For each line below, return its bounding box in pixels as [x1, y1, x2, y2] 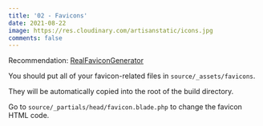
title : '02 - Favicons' [8, 11, 88, 20]
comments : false [8, 33, 63, 42]
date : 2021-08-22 [8, 19, 67, 27]
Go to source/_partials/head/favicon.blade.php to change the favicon [8, 102, 243, 112]
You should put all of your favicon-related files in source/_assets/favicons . [8, 71, 256, 81]
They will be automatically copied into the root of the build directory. [8, 87, 234, 96]
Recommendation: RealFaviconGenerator [8, 56, 144, 65]
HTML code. [8, 111, 50, 120]
